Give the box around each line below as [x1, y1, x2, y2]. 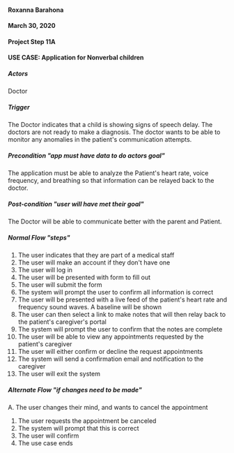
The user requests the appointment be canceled [17, 417, 157, 425]
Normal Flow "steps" [8, 233, 70, 242]
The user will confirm [17, 431, 79, 440]
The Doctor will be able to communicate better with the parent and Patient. [8, 217, 222, 226]
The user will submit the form [17, 281, 103, 289]
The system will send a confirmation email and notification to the [17, 355, 204, 363]
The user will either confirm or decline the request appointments [17, 348, 203, 356]
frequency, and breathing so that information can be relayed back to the [8, 177, 214, 185]
